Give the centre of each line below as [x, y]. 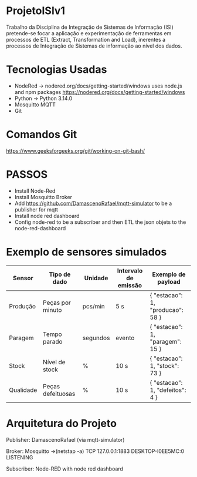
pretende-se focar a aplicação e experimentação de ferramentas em [89, 33]
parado [53, 341]
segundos [96, 338]
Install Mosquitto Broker [43, 197]
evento [125, 338]
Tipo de [60, 274]
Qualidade [23, 390]
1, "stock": [164, 365]
